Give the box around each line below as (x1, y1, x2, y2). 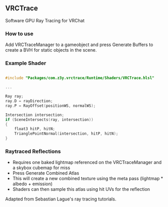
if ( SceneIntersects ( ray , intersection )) (5, 117, 94, 122)
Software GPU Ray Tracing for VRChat (5, 17, 85, 23)
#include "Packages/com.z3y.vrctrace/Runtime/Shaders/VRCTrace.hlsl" (5, 75, 155, 80)
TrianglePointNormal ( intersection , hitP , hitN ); (14, 131, 119, 136)
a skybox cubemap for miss (12, 164, 71, 171)
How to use (5, 30, 34, 37)
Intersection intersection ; (5, 112, 65, 117)
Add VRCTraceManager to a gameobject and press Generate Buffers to (5, 42, 153, 48)
